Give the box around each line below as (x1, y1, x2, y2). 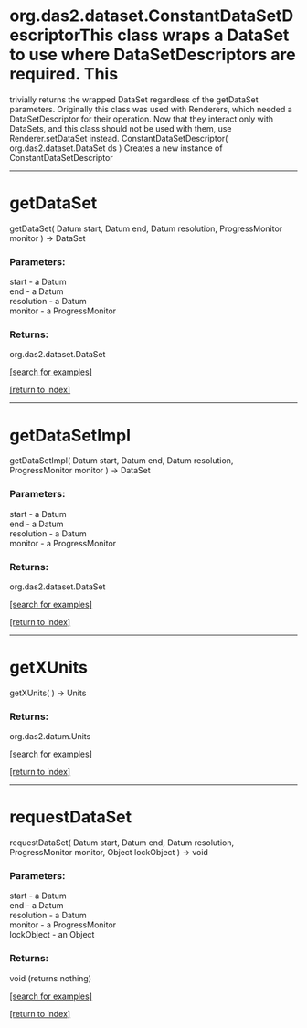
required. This (9, 64, 119, 85)
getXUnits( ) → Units (9, 687, 87, 698)
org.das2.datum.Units (9, 731, 91, 742)
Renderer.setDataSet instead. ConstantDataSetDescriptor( (9, 132, 228, 143)
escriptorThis (9, 25, 114, 46)
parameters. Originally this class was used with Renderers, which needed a (9, 103, 292, 114)
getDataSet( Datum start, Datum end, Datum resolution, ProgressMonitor (9, 223, 283, 234)
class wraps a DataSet (117, 25, 290, 46)
